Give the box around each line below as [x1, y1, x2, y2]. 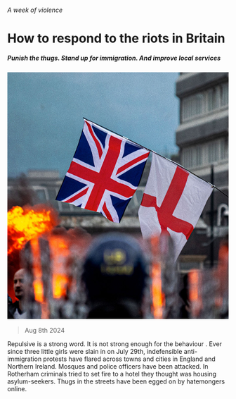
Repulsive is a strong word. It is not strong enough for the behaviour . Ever [7, 340, 223, 348]
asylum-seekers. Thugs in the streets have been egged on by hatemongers [7, 377, 225, 386]
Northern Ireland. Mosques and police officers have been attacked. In [7, 362, 209, 371]
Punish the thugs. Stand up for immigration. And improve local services [7, 54, 221, 63]
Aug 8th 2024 [24, 326, 65, 335]
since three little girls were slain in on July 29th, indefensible [7, 348, 183, 356]
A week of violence [7, 6, 63, 14]
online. [7, 385, 27, 393]
